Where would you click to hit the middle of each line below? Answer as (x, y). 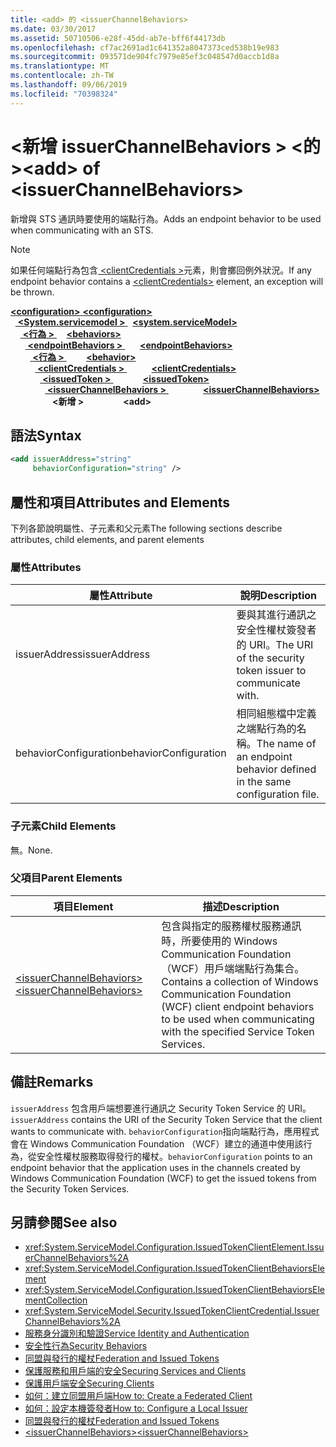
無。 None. (31, 850)
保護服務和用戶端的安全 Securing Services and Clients (135, 1371)
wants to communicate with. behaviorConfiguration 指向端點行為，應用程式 (165, 1131)
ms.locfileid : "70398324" (64, 94)
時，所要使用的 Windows (219, 941)
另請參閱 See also (64, 1222)
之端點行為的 (266, 729)
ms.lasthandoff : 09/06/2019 (69, 85)
